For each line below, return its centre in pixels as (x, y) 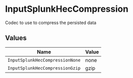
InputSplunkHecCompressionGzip (44, 68)
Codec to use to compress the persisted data (51, 23)
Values (16, 38)
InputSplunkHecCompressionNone (44, 60)
